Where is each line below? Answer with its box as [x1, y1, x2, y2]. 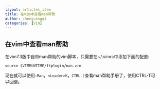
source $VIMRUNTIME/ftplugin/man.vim [5, 64, 82, 69]
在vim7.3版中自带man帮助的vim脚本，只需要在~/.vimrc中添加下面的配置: [5, 54, 150, 60]
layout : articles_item [5, 7, 51, 12]
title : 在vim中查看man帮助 [5, 12, 55, 17]
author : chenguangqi [5, 16, 47, 21]
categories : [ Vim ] [5, 20, 42, 26]
